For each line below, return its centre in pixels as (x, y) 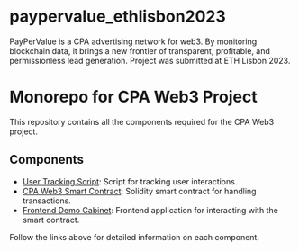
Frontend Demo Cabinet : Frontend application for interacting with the (150, 210)
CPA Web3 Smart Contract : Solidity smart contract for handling (139, 191)
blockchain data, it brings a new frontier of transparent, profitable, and (140, 50)
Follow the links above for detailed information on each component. (134, 237)
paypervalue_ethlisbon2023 (118, 17)
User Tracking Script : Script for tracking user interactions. (130, 181)
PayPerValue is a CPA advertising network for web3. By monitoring (133, 41)
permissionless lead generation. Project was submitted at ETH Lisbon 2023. (150, 60)
